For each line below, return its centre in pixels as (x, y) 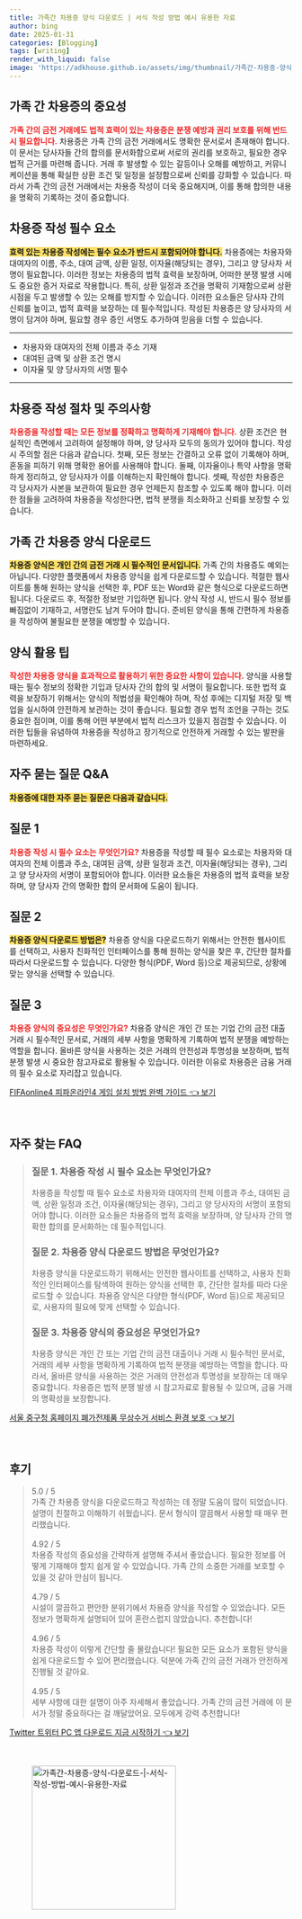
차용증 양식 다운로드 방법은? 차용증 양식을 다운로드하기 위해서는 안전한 (132, 940)
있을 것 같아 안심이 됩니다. (77, 1577)
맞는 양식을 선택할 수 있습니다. (62, 974)
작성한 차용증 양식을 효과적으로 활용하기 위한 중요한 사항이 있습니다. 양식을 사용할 (151, 675)
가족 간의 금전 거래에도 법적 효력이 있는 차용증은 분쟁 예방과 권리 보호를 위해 (140, 129)
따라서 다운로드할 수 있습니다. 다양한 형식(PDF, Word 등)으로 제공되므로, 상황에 (148, 962)
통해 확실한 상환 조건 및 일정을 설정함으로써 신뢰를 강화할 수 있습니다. (161, 174)
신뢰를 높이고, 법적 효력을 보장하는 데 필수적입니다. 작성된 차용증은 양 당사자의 (146, 308)
